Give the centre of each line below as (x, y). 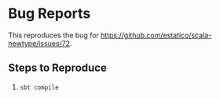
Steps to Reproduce (58, 68)
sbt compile (39, 87)
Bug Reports (49, 14)
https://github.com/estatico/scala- (156, 35)
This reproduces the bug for (54, 35)
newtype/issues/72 (39, 43)
